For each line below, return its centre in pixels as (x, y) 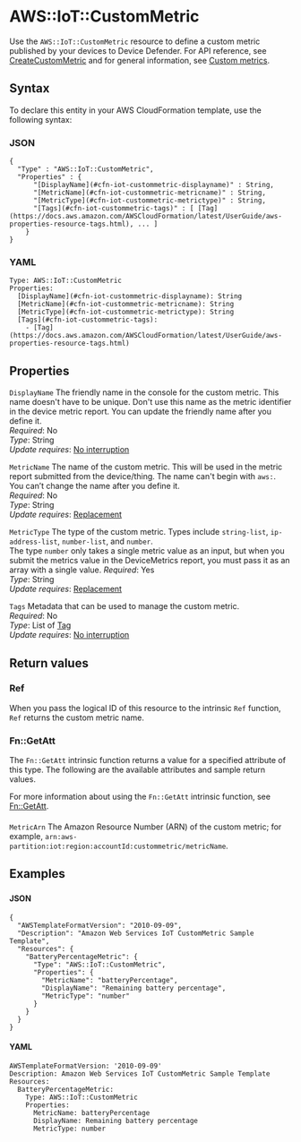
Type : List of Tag (40, 625)
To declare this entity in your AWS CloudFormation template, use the (135, 110)
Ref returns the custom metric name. (77, 717)
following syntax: (41, 119)
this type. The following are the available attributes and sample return (138, 770)
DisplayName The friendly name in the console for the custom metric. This (144, 392)
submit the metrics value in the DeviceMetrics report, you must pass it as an (150, 561)
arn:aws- (61, 837)
